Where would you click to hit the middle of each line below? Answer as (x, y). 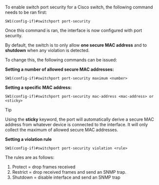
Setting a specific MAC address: (39, 87)
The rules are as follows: (30, 157)
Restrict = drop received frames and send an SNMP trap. (69, 172)
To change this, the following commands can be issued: (61, 60)
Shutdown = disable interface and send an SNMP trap (66, 177)
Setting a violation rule (29, 139)
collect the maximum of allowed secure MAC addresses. (62, 130)
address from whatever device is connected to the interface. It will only (76, 124)
